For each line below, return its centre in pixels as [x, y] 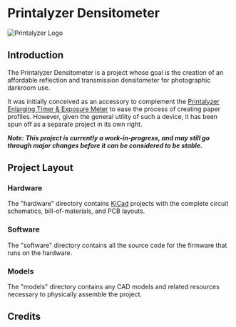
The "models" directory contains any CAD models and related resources [113, 287]
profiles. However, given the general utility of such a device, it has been [113, 116]
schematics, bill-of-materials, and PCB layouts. [76, 211]
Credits [24, 317]
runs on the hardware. [40, 253]
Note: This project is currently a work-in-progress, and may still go [109, 137]
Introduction [36, 55]
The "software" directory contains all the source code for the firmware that [117, 245]
